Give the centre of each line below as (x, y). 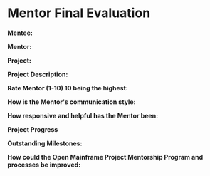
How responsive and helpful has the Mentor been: (83, 115)
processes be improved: (44, 165)
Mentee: (20, 33)
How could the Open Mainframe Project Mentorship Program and (105, 157)
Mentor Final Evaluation (79, 13)
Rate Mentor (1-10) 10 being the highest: (68, 88)
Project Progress (33, 129)
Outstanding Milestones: (45, 143)
